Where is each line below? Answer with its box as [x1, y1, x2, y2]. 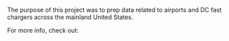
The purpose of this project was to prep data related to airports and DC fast [7, 6, 222, 14]
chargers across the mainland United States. [7, 13, 134, 21]
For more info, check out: [7, 27, 79, 34]
